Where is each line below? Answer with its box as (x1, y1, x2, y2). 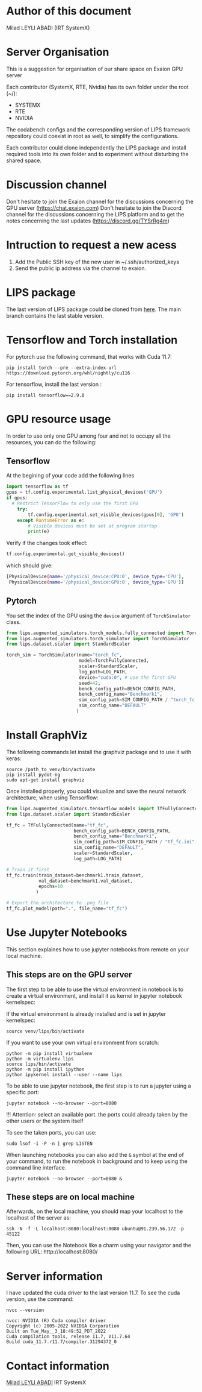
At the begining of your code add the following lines (6, 472, 135, 479)
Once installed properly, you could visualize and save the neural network (6, 787, 186, 795)
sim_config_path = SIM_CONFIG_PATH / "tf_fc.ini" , (73, 839, 198, 845)
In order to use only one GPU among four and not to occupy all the (6, 432, 171, 439)
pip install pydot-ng (6, 772, 61, 778)
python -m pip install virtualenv (6, 1050, 93, 1056)
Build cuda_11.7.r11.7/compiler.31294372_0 (6, 1339, 117, 1345)
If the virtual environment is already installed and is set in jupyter (6, 1010, 167, 1017)
